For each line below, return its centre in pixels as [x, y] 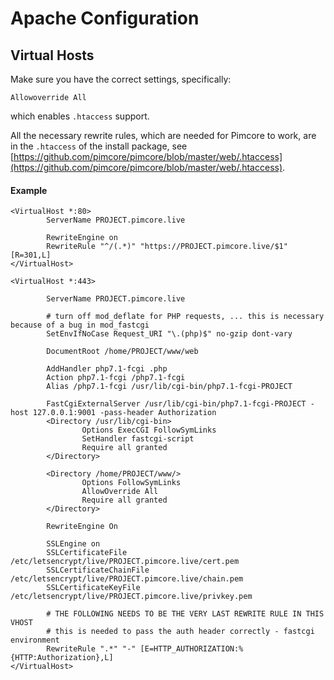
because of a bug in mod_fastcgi [80, 325]
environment [35, 640]
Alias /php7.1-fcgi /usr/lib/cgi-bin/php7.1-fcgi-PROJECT [169, 387]
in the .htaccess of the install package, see [99, 146]
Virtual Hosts [52, 55]
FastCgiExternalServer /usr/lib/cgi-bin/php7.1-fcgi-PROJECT [176, 404]
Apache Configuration [105, 18]
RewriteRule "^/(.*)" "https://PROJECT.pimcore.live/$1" [167, 247]
